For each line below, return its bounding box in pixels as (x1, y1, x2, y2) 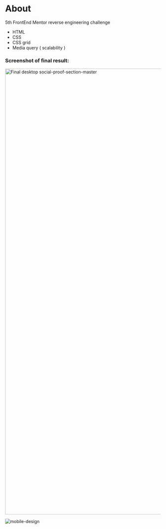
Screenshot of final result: (5, 57, 69, 64)
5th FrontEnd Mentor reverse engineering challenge (5, 19, 110, 25)
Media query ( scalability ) (12, 45, 66, 51)
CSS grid (12, 39, 31, 45)
